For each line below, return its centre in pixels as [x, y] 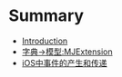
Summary [46, 16]
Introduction [45, 41]
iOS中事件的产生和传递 [64, 63]
